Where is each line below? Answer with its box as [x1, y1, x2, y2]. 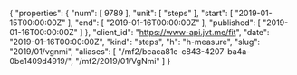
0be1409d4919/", [9, 56, 74, 66]
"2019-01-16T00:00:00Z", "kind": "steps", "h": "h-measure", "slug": [9, 36, 261, 47]
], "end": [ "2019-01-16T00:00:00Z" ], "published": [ [67, 17, 261, 28]
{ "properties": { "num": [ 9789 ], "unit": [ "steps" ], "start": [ [9, 8, 234, 18]
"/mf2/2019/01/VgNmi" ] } [75, 56, 171, 66]
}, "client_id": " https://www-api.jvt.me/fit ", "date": [84, 27, 270, 37]
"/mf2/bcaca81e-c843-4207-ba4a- [117, 46, 251, 57]
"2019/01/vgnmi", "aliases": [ [9, 46, 116, 57]
